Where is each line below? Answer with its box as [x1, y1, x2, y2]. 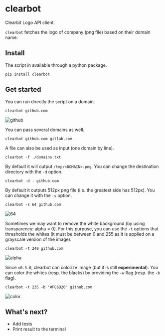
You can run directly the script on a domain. [5, 98, 95, 105]
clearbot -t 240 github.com [5, 246, 64, 251]
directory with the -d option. [5, 168, 63, 174]
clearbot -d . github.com [5, 178, 59, 183]
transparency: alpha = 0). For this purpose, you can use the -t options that [5, 225, 159, 232]
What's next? [5, 308, 48, 316]
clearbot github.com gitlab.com [5, 136, 72, 141]
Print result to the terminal [12, 326, 66, 332]
